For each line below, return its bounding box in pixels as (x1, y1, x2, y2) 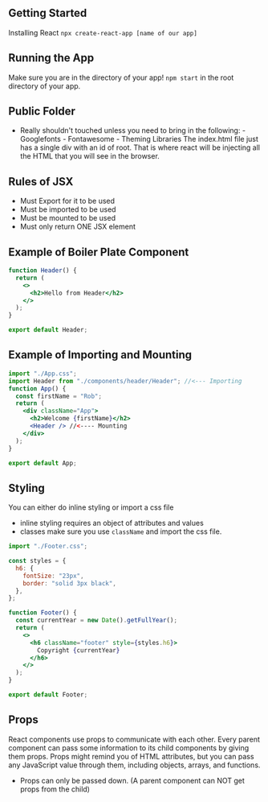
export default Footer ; (8, 691, 88, 699)
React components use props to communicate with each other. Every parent (8, 734, 261, 744)
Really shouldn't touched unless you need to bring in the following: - (19, 126, 246, 135)
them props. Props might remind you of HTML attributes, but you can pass (8, 751, 254, 761)
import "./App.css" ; (8, 370, 78, 378)
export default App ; (8, 459, 78, 467)
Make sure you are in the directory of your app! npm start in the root (8, 72, 234, 82)
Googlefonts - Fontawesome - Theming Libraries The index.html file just (19, 134, 259, 144)
